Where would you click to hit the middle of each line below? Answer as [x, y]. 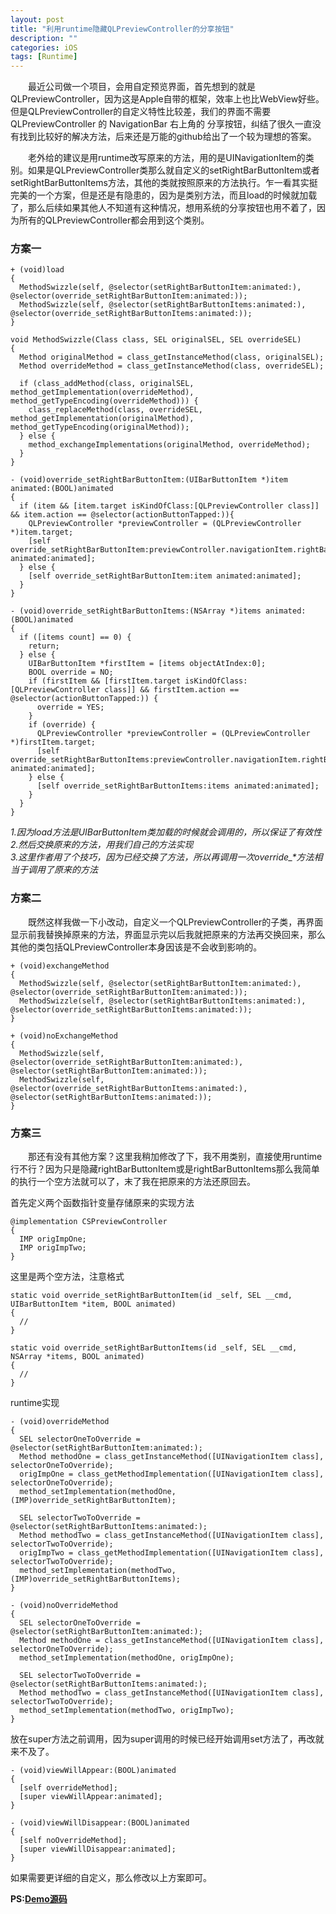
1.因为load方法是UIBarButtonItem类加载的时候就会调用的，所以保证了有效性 [166, 832]
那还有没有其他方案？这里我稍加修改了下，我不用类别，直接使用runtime [175, 1157]
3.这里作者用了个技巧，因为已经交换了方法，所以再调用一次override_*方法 [162, 857]
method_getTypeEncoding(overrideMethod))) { [104, 401]
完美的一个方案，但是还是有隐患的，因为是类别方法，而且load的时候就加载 [164, 195]
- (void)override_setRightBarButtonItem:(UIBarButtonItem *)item [149, 480]
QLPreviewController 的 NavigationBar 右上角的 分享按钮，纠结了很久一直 [161, 124]
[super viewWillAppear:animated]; [91, 1797]
